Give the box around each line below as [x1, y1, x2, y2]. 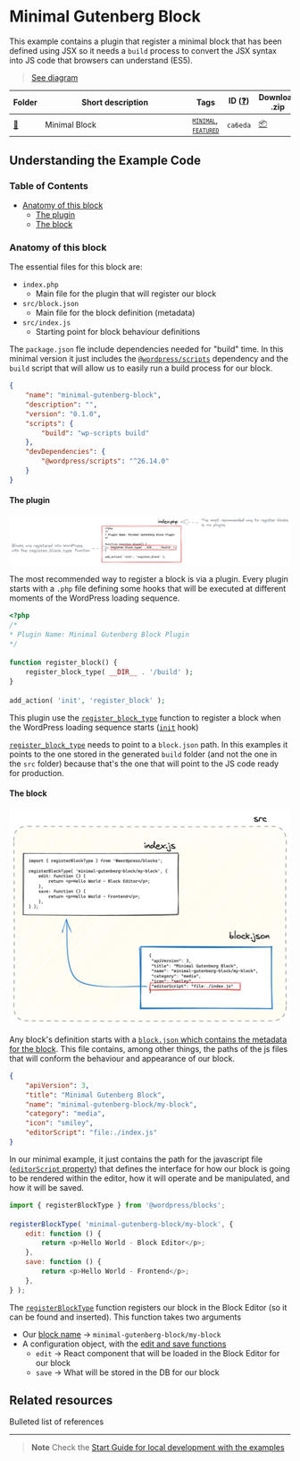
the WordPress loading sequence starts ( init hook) [9, 722, 199, 732]
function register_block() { [9, 658, 118, 668]
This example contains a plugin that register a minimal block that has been [9, 36, 283, 47]
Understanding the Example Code [9, 152, 201, 167]
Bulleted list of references [9, 1416, 104, 1427]
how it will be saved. [9, 1182, 85, 1192]
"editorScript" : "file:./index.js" [25, 1128, 158, 1138]
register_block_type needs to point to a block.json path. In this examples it [9, 739, 288, 749]
